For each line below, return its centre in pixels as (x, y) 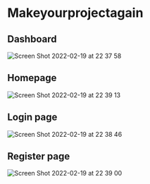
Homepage (32, 78)
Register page (39, 157)
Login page (32, 117)
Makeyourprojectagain (75, 13)
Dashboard (32, 39)
